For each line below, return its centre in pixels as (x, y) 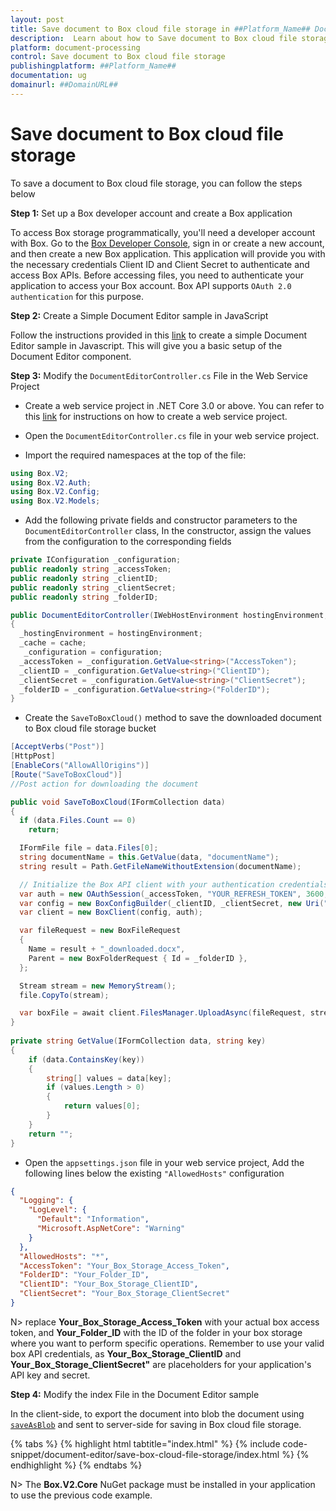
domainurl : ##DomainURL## (64, 85)
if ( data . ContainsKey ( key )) (86, 1059)
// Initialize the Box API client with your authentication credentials (174, 884)
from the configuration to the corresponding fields (128, 542)
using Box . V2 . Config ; (55, 492)
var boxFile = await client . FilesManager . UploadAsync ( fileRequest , (163, 1013)
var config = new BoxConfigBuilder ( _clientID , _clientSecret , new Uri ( (172, 903)
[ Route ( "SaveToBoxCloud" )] (66, 774)
